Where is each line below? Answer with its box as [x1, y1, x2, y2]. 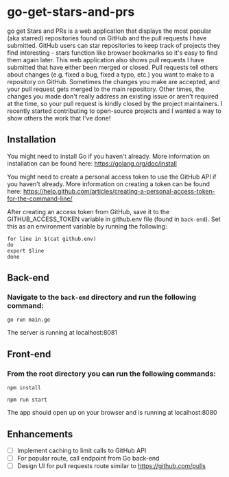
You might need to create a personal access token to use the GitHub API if [7, 172, 217, 181]
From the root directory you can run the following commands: [7, 369, 216, 378]
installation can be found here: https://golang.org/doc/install [7, 159, 177, 168]
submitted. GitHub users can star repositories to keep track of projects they [7, 41, 221, 49]
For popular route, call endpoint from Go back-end [16, 454, 160, 462]
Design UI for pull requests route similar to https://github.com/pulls [16, 462, 206, 470]
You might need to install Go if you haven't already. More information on [7, 152, 210, 160]
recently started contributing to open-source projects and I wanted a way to [7, 107, 221, 115]
